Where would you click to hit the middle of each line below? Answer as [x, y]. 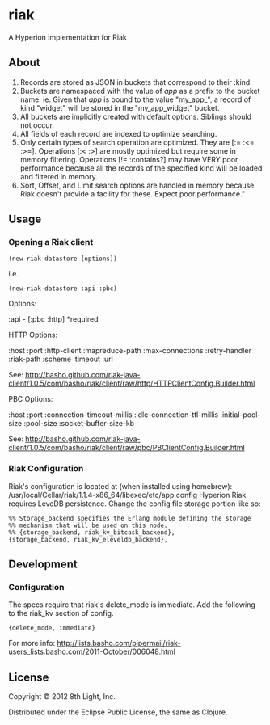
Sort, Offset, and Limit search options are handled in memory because [137, 185]
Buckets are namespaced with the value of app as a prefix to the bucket [140, 91]
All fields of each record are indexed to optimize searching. [118, 133]
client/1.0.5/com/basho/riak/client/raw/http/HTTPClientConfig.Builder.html [132, 384]
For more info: [32, 643]
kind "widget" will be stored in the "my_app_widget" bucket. [120, 107]
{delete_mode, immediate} [52, 628]
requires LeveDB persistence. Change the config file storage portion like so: [135, 504]
